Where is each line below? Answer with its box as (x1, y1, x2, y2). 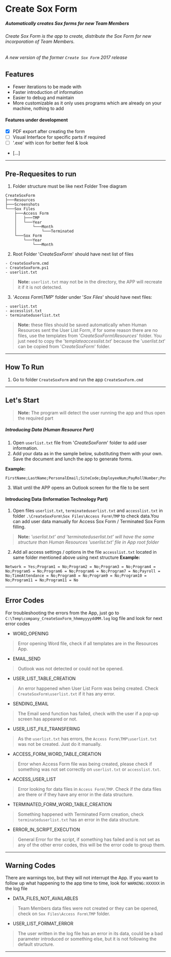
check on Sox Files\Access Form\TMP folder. (17, 911, 110, 917)
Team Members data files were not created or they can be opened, (17, 906, 159, 912)
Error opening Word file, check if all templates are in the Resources (17, 640, 158, 646)
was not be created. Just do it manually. (17, 741, 102, 747)
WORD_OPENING (12, 630, 49, 636)
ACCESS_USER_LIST (12, 776, 56, 782)
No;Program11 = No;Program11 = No (5, 577, 79, 583)
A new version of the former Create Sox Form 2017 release (5, 54, 127, 60)
